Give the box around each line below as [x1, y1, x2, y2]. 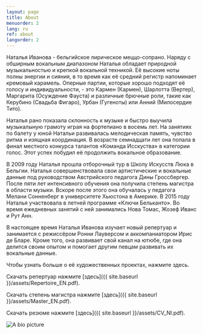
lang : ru [6, 25, 28, 32]
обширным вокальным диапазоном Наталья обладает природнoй [6, 60, 177, 67]
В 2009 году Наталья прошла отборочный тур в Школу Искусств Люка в [6, 161, 194, 168]
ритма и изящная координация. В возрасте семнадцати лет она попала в [6, 136, 196, 143]
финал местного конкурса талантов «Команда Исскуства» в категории [6, 143, 190, 149]
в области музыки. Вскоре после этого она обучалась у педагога [6, 186, 176, 194]
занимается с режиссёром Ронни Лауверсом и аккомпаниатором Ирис [6, 231, 192, 237]
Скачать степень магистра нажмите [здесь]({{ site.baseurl [6, 291, 157, 298]
